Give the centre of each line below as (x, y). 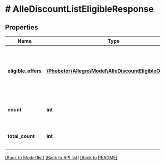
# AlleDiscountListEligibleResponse (79, 9)
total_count (21, 136)
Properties (22, 27)
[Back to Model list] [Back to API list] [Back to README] (61, 158)
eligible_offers (25, 71)
